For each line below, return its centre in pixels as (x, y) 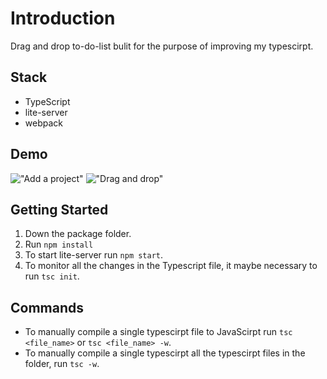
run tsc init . (52, 276)
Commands (47, 307)
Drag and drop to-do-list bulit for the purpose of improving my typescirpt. (162, 46)
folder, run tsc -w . (62, 364)
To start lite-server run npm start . (94, 255)
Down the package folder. (78, 234)
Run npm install (59, 244)
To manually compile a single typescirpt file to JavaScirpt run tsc (158, 332)
